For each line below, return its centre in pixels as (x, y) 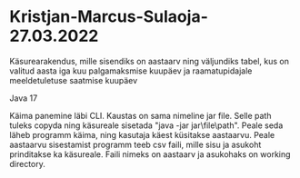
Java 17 (24, 98)
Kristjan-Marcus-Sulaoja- (109, 17)
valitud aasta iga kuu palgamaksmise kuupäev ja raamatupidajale (131, 71)
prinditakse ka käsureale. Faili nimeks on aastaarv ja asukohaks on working (150, 154)
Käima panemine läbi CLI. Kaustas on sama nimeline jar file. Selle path (140, 115)
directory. (27, 163)
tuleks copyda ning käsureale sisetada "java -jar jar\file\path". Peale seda (146, 125)
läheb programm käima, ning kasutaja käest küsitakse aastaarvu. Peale (142, 134)
